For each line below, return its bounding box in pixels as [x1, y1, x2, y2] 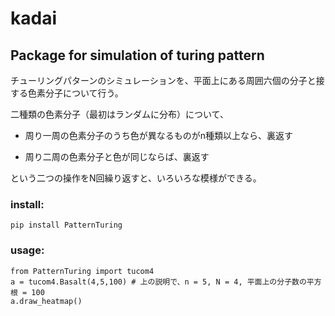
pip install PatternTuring [10, 220, 123, 231]
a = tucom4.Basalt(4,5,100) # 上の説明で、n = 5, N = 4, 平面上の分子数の [10, 277, 307, 287]
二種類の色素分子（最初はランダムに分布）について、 [10, 108, 229, 120]
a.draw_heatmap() [10, 296, 83, 306]
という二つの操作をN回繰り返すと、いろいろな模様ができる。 [10, 172, 262, 184]
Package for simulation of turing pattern [10, 47, 265, 64]
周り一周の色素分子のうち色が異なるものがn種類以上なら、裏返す [24, 130, 294, 141]
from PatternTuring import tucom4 [10, 266, 155, 276]
